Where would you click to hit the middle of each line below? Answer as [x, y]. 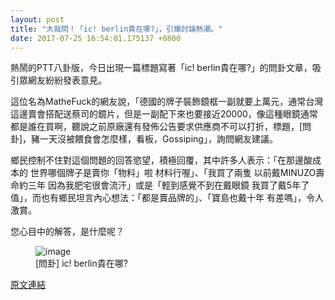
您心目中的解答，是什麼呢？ [67, 232]
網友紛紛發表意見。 [67, 80]
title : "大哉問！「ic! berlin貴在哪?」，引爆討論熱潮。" [116, 29]
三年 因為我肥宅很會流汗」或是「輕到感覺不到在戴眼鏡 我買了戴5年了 [168, 185]
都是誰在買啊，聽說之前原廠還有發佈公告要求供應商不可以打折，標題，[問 [161, 127]
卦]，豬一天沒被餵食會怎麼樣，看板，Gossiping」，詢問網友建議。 [144, 139]
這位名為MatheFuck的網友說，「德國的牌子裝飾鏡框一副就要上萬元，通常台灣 [167, 102]
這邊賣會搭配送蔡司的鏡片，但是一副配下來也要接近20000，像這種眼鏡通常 [164, 114]
